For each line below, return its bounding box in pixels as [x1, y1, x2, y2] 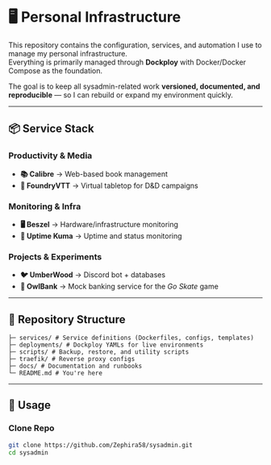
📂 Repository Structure [8, 313, 126, 326]
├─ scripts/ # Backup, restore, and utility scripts [8, 348, 190, 356]
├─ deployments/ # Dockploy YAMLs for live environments [8, 341, 204, 349]
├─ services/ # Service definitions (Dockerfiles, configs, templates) [8, 334, 254, 343]
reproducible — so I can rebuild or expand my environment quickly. [8, 89, 234, 99]
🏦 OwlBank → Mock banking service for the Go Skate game [19, 281, 219, 292]
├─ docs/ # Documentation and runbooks [8, 362, 143, 371]
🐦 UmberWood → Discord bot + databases [19, 270, 166, 280]
